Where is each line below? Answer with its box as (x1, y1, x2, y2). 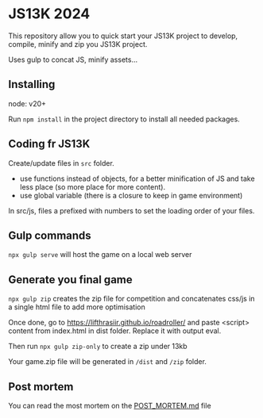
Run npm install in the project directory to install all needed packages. (8, 114, 240, 124)
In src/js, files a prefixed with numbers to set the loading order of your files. (8, 205, 255, 215)
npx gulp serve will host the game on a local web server (8, 250, 192, 259)
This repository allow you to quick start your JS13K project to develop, (8, 31, 238, 40)
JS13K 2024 (8, 5, 91, 23)
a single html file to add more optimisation (8, 302, 145, 312)
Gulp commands (8, 228, 91, 242)
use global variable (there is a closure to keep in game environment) (19, 190, 243, 200)
